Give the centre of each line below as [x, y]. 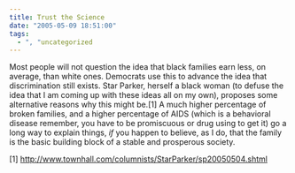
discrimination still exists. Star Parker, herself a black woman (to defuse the [147, 86]
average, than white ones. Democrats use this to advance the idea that [138, 77]
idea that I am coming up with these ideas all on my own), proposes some [144, 95]
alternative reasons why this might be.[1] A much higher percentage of [138, 105]
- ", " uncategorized [55, 42]
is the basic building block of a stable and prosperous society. [122, 142]
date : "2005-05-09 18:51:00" [63, 26]
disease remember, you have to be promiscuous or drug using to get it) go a [148, 124]
